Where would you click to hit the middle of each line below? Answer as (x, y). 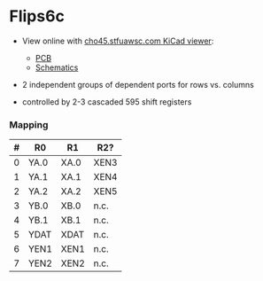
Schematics (57, 67)
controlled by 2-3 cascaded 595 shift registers (107, 101)
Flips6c (37, 16)
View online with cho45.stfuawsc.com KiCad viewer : (118, 41)
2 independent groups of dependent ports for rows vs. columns (138, 84)
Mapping (29, 124)
